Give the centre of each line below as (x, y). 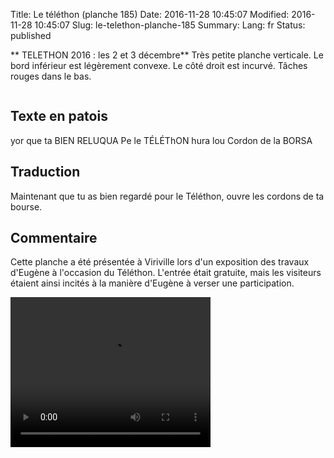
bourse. (26, 206)
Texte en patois (59, 116)
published (31, 35)
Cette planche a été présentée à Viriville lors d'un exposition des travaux (160, 262)
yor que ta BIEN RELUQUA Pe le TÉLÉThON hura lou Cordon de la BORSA (161, 140)
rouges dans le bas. (51, 76)
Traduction (45, 172)
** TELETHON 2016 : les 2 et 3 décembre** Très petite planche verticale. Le (167, 55)
